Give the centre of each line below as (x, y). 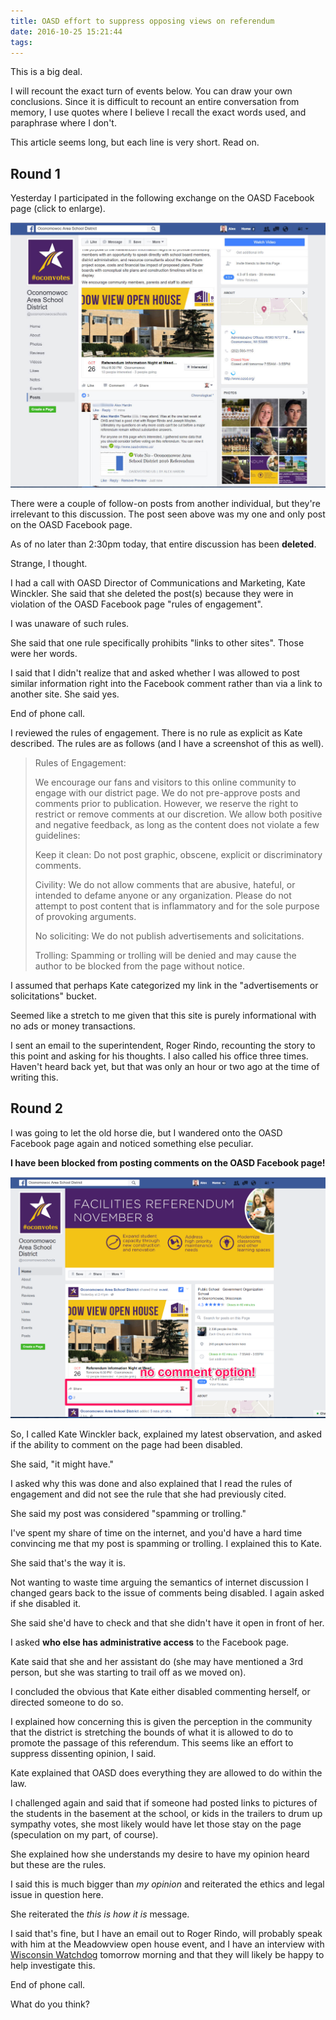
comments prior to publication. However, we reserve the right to (166, 803)
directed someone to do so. (67, 1702)
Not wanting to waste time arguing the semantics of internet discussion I (159, 1582)
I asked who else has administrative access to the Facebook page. (150, 1642)
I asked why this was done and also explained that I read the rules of (151, 1484)
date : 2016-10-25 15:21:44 (66, 31)
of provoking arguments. (85, 916)
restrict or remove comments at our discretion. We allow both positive (178, 814)
